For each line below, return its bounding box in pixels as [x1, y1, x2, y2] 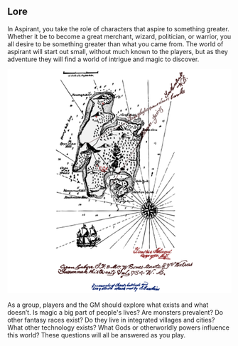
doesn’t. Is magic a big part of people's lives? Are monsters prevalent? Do [7, 308, 224, 316]
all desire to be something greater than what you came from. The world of [7, 39, 224, 48]
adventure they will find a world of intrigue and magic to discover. [7, 55, 200, 63]
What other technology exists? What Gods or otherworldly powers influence [7, 323, 229, 332]
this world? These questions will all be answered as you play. [7, 330, 186, 339]
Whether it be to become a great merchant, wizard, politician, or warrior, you [7, 32, 232, 41]
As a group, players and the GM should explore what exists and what [7, 300, 209, 309]
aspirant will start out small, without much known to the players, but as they [7, 47, 229, 56]
